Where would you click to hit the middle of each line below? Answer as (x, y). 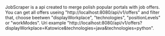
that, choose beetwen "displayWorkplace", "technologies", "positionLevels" (83, 18)
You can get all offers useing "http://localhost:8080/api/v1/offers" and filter (82, 12)
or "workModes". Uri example (36, 23)
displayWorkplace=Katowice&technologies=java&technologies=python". (79, 28)
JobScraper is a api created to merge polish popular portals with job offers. (82, 7)
